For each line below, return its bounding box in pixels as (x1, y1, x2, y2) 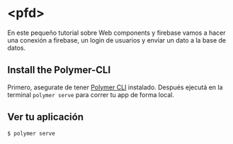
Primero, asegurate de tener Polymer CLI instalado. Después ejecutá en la (7, 83, 223, 92)
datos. (7, 43, 26, 52)
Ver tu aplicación (7, 111, 84, 123)
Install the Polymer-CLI (7, 64, 111, 76)
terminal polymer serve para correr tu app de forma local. (7, 90, 175, 99)
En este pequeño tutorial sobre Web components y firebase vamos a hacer (7, 28, 226, 37)
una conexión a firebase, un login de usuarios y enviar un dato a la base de (7, 35, 227, 44)
